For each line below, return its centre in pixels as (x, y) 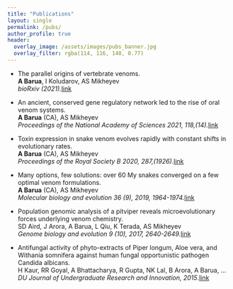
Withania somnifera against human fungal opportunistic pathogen (113, 255)
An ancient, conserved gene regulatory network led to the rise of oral (119, 102)
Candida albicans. (44, 262)
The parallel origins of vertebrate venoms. (79, 73)
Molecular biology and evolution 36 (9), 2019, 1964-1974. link (106, 197)
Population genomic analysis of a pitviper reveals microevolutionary (116, 211)
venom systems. (41, 110)
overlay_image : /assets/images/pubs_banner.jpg (85, 47)
